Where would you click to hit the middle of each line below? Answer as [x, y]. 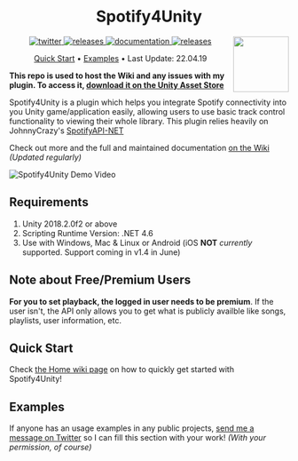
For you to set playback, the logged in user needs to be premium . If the [141, 301]
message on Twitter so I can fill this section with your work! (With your [137, 438]
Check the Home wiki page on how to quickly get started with [122, 370]
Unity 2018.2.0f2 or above [70, 224]
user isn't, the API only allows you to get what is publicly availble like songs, [148, 311]
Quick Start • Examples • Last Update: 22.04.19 [121, 58]
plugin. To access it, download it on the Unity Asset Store [117, 84]
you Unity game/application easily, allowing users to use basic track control [147, 111]
